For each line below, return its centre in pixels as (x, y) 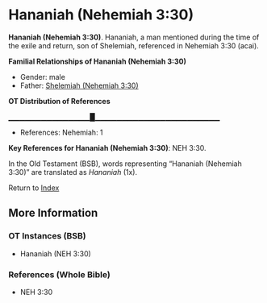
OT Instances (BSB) (47, 236)
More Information (53, 213)
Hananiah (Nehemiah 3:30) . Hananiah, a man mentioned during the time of (134, 37)
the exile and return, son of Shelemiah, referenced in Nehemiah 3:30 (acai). (134, 45)
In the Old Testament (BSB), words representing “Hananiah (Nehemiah (125, 164)
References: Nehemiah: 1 (61, 132)
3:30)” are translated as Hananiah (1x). (73, 172)
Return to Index (34, 188)
